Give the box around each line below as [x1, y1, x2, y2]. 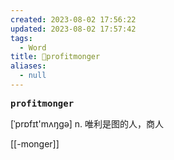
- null [19, 71, 47, 81]
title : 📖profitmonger [10, 52, 101, 62]
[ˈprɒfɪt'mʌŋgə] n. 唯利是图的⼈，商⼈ [10, 117, 165, 130]
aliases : [10, 61, 47, 71]
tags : [10, 33, 33, 43]
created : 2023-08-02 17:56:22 [10, 14, 137, 25]
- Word [19, 42, 47, 53]
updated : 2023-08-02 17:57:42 [10, 24, 137, 34]
